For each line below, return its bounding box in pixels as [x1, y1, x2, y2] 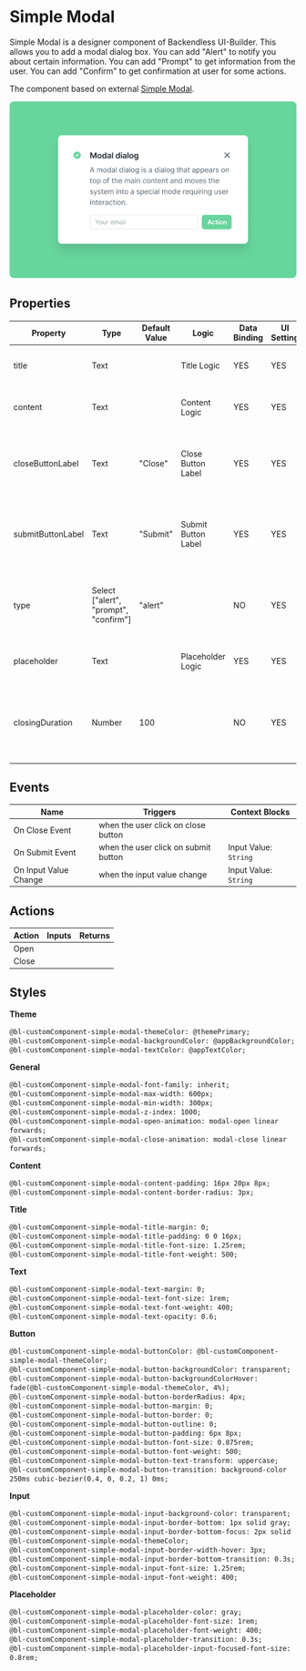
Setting [270, 333, 300, 343]
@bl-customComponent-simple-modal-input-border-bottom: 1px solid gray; [9, 1519, 291, 1528]
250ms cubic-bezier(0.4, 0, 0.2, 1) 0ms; [9, 1474, 169, 1484]
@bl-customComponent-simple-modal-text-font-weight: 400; [9, 1303, 234, 1313]
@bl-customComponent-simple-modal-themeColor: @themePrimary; [9, 1028, 250, 1037]
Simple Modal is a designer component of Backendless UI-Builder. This [9, 36, 276, 47]
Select [91, 585, 116, 596]
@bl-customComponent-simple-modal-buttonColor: [9, 1347, 194, 1357]
